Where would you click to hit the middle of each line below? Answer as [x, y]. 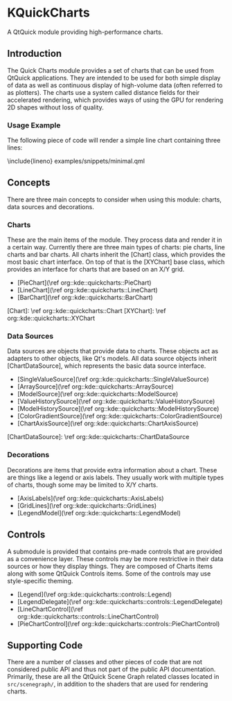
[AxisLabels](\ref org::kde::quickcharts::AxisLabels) [90, 498]
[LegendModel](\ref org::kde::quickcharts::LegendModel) [99, 513]
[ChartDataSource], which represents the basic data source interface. [107, 366]
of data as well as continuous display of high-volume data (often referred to [115, 85]
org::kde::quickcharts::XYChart [51, 318]
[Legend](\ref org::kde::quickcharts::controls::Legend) [94, 594]
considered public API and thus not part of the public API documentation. [111, 669]
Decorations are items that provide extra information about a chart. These [112, 470]
